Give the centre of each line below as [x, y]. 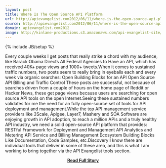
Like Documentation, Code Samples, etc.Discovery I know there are [74, 140]
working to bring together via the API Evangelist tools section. [68, 151]
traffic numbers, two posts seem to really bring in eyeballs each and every [81, 72]
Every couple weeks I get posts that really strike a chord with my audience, [82, 56]
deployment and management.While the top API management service [76, 109]
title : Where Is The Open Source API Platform [54, 14]
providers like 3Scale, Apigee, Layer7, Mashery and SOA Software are [76, 114]
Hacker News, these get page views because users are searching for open [81, 93]
